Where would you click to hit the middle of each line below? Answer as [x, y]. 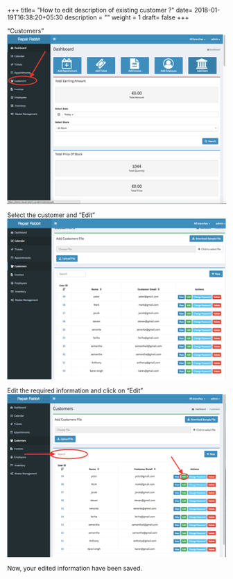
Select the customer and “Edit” [51, 215]
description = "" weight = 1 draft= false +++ [127, 17]
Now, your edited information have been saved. [75, 568]
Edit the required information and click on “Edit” [75, 390]
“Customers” [26, 31]
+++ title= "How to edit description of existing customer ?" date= [100, 10]
